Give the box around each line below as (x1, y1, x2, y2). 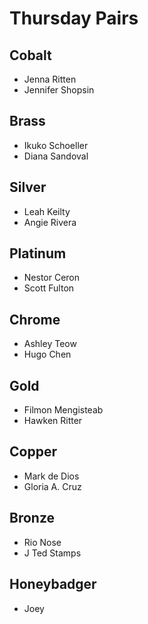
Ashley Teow (23, 338, 77, 350)
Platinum (9, 245, 67, 262)
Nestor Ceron (23, 272, 81, 284)
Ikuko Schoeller (23, 139, 89, 151)
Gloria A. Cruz (23, 480, 82, 492)
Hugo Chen (23, 348, 72, 361)
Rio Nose (23, 536, 62, 548)
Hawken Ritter (23, 415, 83, 427)
